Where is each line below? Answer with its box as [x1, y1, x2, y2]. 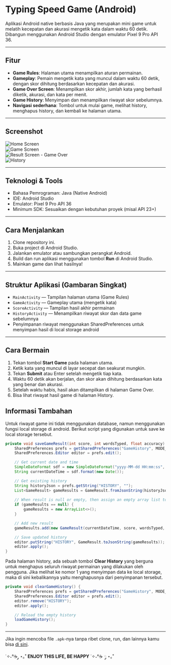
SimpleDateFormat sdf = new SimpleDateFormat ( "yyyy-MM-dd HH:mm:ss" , [14, 465, 165, 470]
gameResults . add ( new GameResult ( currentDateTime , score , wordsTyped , [14, 525, 165, 530]
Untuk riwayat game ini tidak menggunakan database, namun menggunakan [5, 420, 165, 427]
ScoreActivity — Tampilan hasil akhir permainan [12, 305, 115, 311]
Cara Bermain [5, 346, 50, 355]
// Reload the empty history [14, 613, 76, 618]
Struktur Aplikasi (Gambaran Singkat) [5, 280, 127, 289]
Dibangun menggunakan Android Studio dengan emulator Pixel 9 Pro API [5, 31, 158, 37]
